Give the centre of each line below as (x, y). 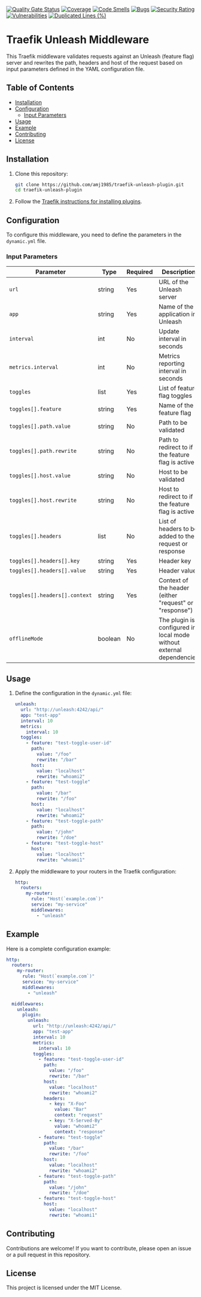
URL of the (173, 282)
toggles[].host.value (40, 476)
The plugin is (177, 620)
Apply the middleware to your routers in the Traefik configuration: (95, 871)
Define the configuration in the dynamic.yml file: (73, 693)
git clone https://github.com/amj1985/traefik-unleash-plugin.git (99, 185)
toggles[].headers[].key (45, 561)
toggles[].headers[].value (48, 571)
